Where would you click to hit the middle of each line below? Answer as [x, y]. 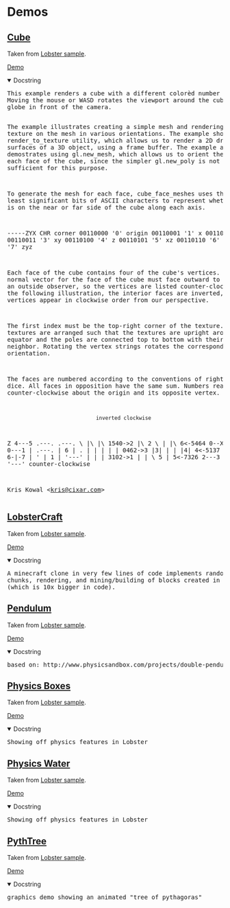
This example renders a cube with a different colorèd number [114, 93]
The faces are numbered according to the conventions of [105, 379]
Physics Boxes [39, 686]
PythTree [27, 841]
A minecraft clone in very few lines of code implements [105, 573]
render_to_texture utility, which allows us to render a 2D [110, 140]
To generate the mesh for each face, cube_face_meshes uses [110, 194]
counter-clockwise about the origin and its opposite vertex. [114, 393]
